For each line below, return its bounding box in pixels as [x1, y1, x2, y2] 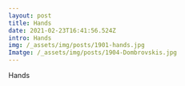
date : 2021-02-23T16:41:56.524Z [8, 26, 116, 34]
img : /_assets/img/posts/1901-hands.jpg [8, 41, 146, 49]
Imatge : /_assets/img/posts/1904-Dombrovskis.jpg [8, 49, 178, 57]
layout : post [8, 11, 52, 20]
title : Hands [8, 19, 52, 27]
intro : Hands [8, 33, 52, 42]
